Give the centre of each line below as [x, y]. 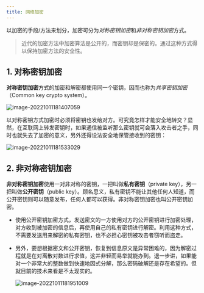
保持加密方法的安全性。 [56, 51]
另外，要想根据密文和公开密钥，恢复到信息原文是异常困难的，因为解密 [103, 248]
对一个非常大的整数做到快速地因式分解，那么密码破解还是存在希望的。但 [106, 264]
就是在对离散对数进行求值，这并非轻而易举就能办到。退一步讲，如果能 [108, 256]
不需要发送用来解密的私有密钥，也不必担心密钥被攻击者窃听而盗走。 [100, 235]
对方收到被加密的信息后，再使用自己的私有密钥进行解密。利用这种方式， [106, 228]
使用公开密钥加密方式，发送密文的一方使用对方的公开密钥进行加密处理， [106, 220]
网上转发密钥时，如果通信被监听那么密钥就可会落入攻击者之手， [113, 128]
